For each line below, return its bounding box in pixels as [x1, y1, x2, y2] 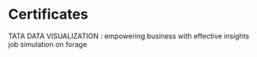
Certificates [8, 5, 89, 23]
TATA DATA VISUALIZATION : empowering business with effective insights [8, 31, 250, 41]
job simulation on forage [8, 39, 88, 48]
